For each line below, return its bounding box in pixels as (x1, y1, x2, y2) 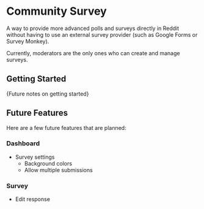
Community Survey (6, 4, 107, 18)
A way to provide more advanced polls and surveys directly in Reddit (6, 25, 180, 32)
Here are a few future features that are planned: (6, 124, 126, 131)
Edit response (15, 196, 51, 203)
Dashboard (6, 139, 40, 148)
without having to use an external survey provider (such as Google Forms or (6, 31, 198, 38)
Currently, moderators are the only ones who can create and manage (6, 49, 180, 56)
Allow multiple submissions (24, 166, 93, 173)
